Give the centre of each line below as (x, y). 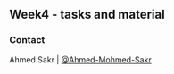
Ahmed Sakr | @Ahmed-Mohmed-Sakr (80, 59)
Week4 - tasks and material (87, 15)
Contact (27, 40)
